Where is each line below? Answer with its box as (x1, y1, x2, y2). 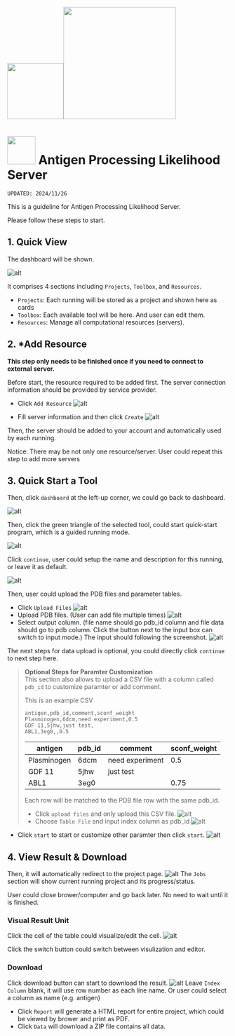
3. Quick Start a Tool (7, 475, 98, 486)
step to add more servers (7, 454, 81, 463)
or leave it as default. (7, 563, 68, 571)
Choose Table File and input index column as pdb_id (34, 817, 190, 826)
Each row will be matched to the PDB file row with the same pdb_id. (24, 796, 220, 805)
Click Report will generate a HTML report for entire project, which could (17, 1007, 224, 1016)
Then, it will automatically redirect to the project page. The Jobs (7, 870, 206, 878)
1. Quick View (7, 236, 68, 248)
